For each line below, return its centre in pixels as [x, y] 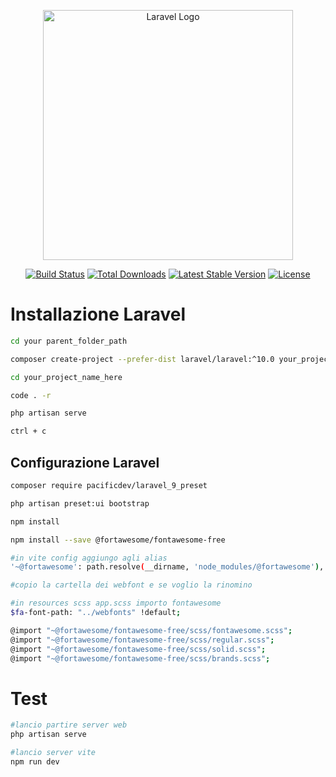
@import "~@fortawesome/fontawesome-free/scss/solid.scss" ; [138, 649]
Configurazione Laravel [85, 462]
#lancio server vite [53, 753]
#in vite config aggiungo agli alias [89, 558]
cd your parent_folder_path [69, 341]
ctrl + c [28, 431]
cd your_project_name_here [66, 377]
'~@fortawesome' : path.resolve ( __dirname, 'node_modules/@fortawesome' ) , [167, 567]
